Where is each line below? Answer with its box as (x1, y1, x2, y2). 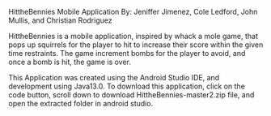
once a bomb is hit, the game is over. (8, 57, 132, 67)
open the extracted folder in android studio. (8, 99, 154, 108)
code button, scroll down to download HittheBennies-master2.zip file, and (8, 90, 255, 100)
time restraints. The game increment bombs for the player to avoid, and (8, 49, 246, 58)
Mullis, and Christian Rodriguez (8, 15, 112, 25)
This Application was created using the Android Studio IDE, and (8, 73, 220, 82)
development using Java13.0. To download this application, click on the (8, 81, 245, 91)
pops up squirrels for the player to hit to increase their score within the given (8, 40, 264, 49)
